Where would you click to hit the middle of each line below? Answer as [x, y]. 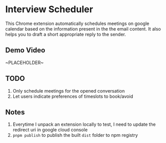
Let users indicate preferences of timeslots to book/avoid [73, 96]
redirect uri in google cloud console [50, 130]
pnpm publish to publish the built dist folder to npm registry [75, 135]
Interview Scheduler [49, 9]
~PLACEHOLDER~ [25, 63]
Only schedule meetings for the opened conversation [69, 91]
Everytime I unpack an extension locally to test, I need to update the [84, 124]
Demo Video [25, 50]
